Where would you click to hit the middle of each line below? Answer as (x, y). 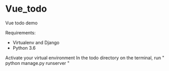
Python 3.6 (24, 48)
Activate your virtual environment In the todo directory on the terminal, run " (85, 58)
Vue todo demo (22, 23)
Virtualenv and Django (36, 42)
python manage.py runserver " (37, 63)
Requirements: (20, 32)
